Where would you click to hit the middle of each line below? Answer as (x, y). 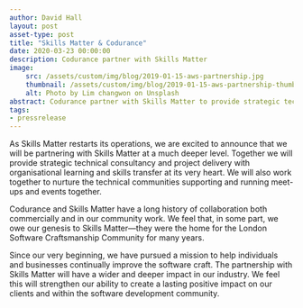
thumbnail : (46, 85)
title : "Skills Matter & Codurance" (78, 43)
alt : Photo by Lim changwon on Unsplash (102, 93)
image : (22, 68)
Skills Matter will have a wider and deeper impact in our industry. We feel (145, 275)
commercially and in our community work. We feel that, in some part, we (144, 219)
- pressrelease (38, 118)
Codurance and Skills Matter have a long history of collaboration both (138, 209)
